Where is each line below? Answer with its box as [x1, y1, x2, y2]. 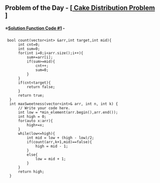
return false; [26, 84, 55, 89]
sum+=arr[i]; [26, 55, 53, 60]
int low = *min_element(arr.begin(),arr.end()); [17, 110, 118, 115]
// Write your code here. [17, 106, 70, 110]
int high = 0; [17, 114, 47, 119]
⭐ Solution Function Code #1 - [5, 25, 65, 31]
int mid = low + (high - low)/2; [26, 135, 95, 140]
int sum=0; [17, 46, 40, 51]
